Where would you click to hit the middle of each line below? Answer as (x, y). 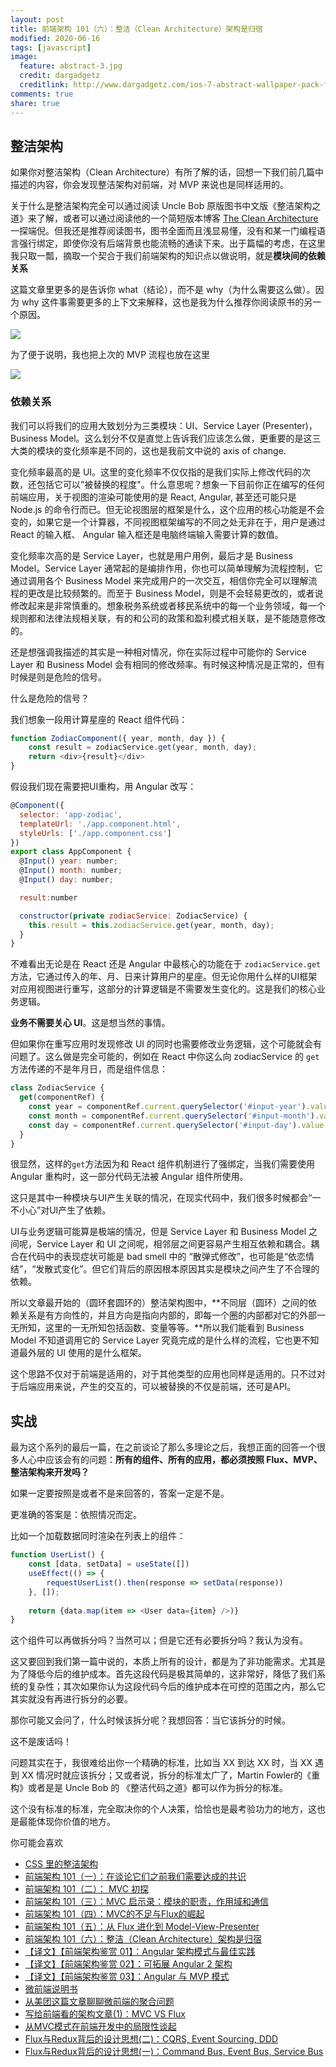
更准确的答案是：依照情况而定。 (76, 1515)
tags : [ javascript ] (51, 47)
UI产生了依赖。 (80, 1210)
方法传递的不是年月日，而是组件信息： (89, 1069)
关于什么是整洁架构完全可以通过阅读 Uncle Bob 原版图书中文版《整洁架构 (161, 206)
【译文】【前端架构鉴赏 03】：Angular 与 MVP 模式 (127, 1977)
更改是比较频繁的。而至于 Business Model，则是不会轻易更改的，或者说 (175, 593)
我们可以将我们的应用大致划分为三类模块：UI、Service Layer (135, 425)
